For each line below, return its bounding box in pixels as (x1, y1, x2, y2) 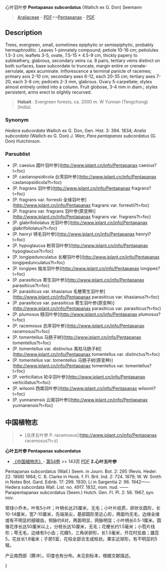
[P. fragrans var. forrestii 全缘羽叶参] (12, 197, 87, 203)
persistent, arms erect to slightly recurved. (5, 89, 92, 95)
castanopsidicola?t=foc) (12, 179, 62, 185)
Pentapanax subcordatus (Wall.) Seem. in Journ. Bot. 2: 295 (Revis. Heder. (5, 468, 158, 474)
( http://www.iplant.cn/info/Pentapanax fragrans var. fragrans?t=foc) (12, 214, 151, 220)
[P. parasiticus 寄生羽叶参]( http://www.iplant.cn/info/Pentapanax (12, 277, 145, 283)
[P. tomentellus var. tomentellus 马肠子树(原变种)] (12, 357, 113, 363)
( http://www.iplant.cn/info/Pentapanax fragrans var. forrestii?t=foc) (12, 202, 150, 208)
